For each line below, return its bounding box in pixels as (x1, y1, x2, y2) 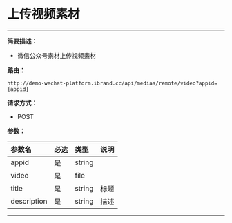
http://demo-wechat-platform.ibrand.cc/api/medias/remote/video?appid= (7, 80, 217, 87)
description (10, 196, 48, 206)
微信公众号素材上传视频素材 (17, 51, 97, 59)
